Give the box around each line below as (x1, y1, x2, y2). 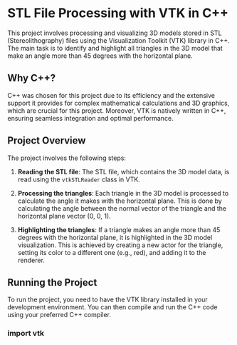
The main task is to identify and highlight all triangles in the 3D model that (7, 44, 223, 52)
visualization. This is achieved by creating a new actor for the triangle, (17, 241, 223, 249)
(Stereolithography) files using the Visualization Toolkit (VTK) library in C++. (7, 36, 230, 44)
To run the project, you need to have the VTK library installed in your (7, 295, 208, 304)
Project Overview (7, 134, 86, 147)
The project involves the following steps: (7, 154, 127, 162)
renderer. (17, 256, 45, 264)
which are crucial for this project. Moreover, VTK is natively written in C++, (7, 106, 226, 115)
